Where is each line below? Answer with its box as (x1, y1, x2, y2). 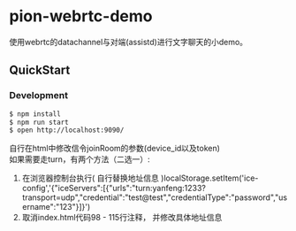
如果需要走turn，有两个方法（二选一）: (9, 154, 150, 165)
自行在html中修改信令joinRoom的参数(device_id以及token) (9, 143, 221, 154)
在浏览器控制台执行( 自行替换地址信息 (21, 173, 159, 183)
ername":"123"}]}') (21, 202, 91, 212)
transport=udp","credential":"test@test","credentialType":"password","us (21, 192, 288, 203)
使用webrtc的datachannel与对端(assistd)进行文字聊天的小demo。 (9, 36, 248, 47)
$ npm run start (9, 118, 69, 127)
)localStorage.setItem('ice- (160, 173, 259, 183)
